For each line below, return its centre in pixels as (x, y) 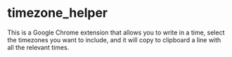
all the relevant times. (38, 47)
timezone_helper (57, 13)
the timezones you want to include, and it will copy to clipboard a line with (114, 39)
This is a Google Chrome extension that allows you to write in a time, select (116, 32)
